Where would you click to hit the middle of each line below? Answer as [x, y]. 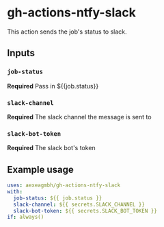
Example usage [40, 169]
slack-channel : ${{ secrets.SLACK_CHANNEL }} [79, 204]
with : [15, 191]
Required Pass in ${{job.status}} [53, 86]
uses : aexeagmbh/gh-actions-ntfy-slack [64, 186]
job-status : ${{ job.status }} [58, 198]
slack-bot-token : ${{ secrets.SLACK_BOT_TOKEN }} [85, 211]
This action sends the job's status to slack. [67, 32]
